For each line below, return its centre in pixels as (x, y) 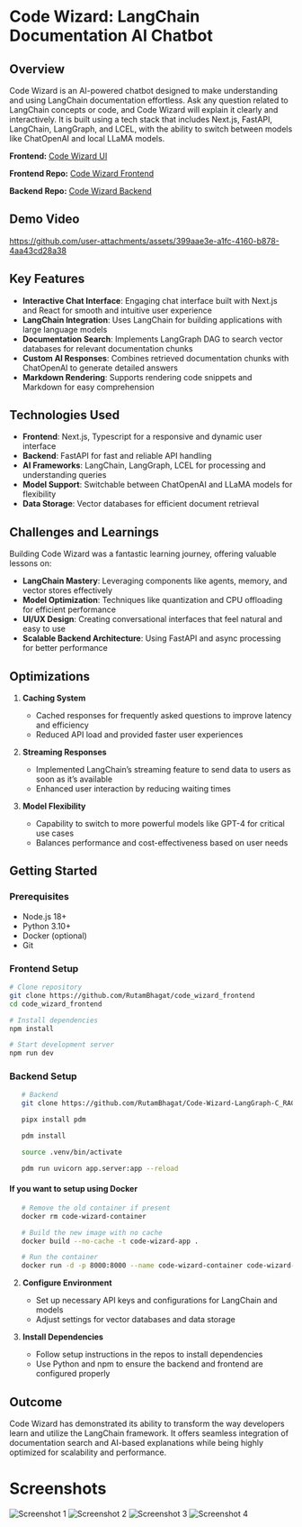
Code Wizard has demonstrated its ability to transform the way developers (147, 1423)
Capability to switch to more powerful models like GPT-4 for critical (160, 824)
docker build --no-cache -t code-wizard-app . (110, 1241)
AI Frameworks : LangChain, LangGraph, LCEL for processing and (144, 465)
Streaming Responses (64, 752)
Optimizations (49, 677)
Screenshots (58, 1489)
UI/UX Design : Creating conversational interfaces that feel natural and (152, 619)
